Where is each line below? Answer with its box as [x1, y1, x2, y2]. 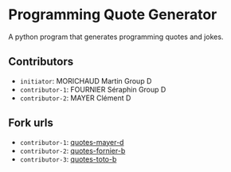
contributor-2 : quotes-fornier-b [19, 146, 126, 155]
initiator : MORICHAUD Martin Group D [19, 76, 152, 85]
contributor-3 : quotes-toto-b [19, 154, 117, 164]
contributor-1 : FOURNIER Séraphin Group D [19, 84, 166, 94]
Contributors [8, 55, 74, 68]
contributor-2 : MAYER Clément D [19, 93, 131, 103]
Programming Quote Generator [8, 6, 217, 24]
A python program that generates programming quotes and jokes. [8, 32, 224, 41]
